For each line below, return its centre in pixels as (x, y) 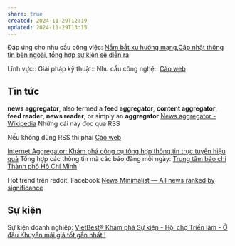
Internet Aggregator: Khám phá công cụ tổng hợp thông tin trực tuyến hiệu (116, 151)
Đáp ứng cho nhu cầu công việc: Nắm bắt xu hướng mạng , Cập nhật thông (116, 48)
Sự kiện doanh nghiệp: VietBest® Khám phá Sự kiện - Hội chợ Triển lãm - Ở (117, 227)
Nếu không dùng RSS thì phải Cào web (64, 138)
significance (26, 188)
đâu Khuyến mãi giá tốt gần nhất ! (57, 235)
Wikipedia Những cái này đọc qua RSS (64, 124)
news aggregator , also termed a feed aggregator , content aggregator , (113, 108)
